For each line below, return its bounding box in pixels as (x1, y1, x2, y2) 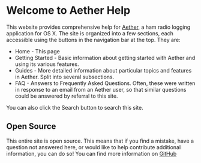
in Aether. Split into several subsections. (14, 73, 115, 80)
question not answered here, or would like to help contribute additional (6, 143, 181, 150)
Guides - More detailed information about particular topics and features (14, 67, 192, 74)
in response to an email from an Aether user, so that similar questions (14, 86, 187, 93)
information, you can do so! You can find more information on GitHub (6, 150, 177, 157)
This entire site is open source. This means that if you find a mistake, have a (6, 137, 194, 144)
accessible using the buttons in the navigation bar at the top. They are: (6, 36, 181, 43)
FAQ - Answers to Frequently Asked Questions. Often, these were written (14, 79, 196, 87)
